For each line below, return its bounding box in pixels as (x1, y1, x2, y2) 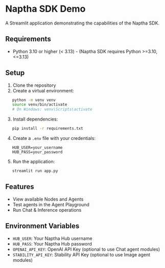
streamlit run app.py (12, 168, 58, 174)
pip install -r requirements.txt (12, 126, 83, 131)
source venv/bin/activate (12, 102, 67, 107)
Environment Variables (5, 222, 80, 230)
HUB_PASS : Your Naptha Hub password (12, 240, 92, 247)
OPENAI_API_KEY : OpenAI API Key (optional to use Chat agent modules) (12, 246, 160, 252)
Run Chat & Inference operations (12, 207, 82, 213)
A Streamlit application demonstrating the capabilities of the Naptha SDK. (5, 20, 160, 26)
